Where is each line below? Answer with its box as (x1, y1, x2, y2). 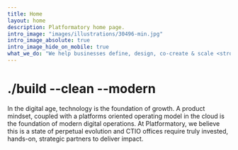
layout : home (7, 17, 46, 24)
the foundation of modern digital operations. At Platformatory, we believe (7, 119, 220, 128)
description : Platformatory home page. (7, 23, 125, 31)
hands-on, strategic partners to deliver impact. (7, 134, 144, 143)
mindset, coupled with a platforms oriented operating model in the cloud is (7, 112, 225, 120)
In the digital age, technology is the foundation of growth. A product (7, 104, 205, 112)
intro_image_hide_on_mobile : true (7, 43, 110, 50)
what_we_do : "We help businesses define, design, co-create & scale (7, 50, 214, 58)
